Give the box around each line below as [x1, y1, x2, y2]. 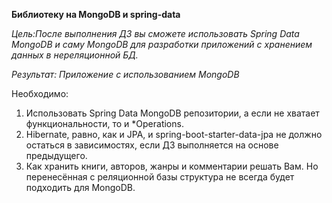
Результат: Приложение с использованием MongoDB [11, 69, 240, 80]
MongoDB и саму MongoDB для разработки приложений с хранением [11, 39, 313, 50]
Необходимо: [11, 88, 69, 99]
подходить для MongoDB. [25, 182, 136, 193]
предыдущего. [25, 150, 88, 161]
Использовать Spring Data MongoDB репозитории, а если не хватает [25, 107, 320, 119]
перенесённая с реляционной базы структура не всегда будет [25, 171, 295, 183]
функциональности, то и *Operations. [25, 118, 184, 129]
